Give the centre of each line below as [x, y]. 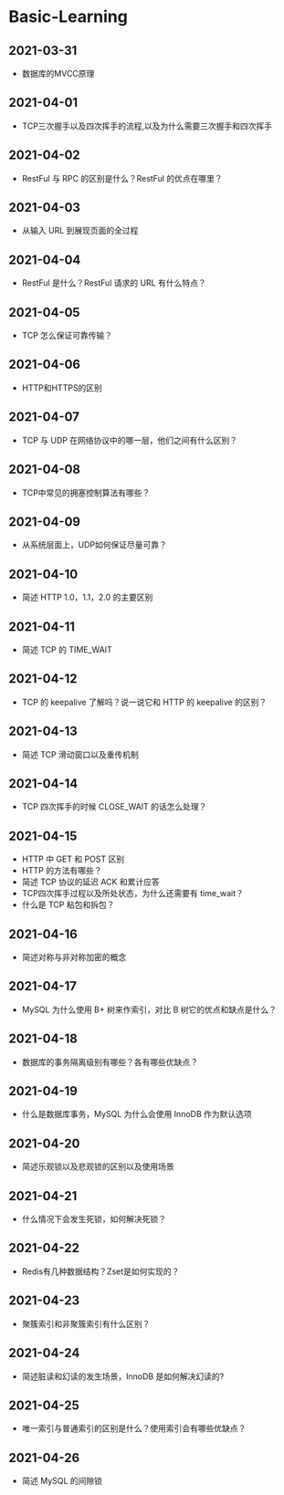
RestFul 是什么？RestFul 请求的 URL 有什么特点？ [114, 283]
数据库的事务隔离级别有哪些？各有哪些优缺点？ [110, 1061]
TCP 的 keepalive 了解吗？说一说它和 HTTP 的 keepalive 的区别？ [144, 702]
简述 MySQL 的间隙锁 [62, 1481]
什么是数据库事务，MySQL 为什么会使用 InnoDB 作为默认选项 [137, 1114]
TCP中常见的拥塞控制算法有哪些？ [86, 492]
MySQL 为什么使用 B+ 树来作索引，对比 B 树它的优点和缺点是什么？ [149, 1009]
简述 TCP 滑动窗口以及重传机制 [80, 754]
